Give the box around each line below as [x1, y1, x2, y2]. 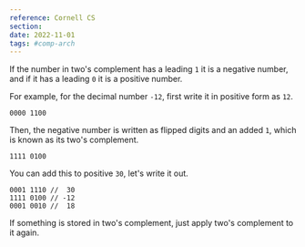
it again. [9, 227, 39, 238]
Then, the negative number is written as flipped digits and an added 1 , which [9, 125, 297, 136]
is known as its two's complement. [9, 134, 139, 146]
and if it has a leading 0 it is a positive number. [9, 74, 183, 85]
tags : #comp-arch [9, 38, 76, 48]
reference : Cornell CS [9, 13, 96, 23]
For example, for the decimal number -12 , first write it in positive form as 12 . [9, 91, 294, 102]
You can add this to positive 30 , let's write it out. [9, 168, 188, 179]
